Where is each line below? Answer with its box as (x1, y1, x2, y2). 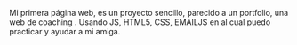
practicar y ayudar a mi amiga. (9, 26, 121, 36)
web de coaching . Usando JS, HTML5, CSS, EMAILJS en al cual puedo (9, 17, 271, 27)
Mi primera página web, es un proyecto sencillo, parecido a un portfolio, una (9, 8, 289, 18)
